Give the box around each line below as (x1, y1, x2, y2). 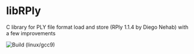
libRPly (6, 4, 41, 18)
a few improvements (6, 29, 56, 36)
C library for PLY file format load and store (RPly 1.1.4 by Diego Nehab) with (6, 23, 189, 31)
